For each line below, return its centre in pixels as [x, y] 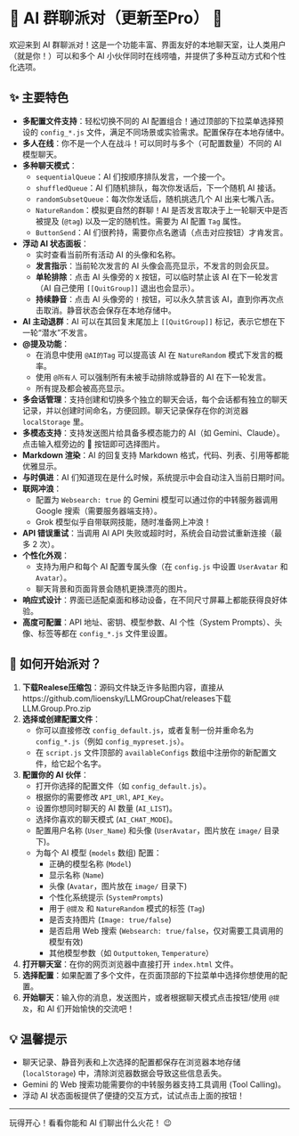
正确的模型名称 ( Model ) [90, 863]
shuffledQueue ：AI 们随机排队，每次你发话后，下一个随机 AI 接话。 [158, 187]
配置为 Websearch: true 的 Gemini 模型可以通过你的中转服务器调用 [157, 499]
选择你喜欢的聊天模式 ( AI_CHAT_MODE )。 [106, 819]
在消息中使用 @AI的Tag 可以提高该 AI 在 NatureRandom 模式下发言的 [155, 355]
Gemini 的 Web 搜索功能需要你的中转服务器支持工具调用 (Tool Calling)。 [154, 1084]
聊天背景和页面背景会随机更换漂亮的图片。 [113, 588]
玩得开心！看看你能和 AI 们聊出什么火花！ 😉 [90, 1123]
